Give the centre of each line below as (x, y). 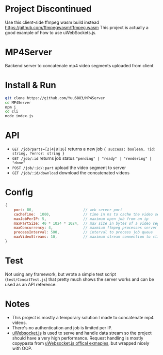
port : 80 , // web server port (68, 210)
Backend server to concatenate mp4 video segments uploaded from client (79, 65)
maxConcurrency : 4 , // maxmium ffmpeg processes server (86, 228)
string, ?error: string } (38, 154)
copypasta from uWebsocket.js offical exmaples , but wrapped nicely (81, 343)
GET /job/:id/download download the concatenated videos (71, 173)
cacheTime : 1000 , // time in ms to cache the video (83, 214)
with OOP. (22, 348)
